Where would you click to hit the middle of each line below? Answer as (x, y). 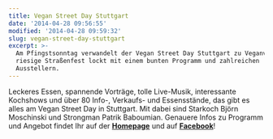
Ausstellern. (38, 69)
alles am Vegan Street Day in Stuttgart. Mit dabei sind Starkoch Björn (123, 108)
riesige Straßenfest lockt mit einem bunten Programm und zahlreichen (138, 61)
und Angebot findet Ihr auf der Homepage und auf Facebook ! (112, 125)
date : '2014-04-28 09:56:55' (58, 23)
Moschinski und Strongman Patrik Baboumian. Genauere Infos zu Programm (136, 117)
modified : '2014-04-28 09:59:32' (65, 31)
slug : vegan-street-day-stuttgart (67, 38)
